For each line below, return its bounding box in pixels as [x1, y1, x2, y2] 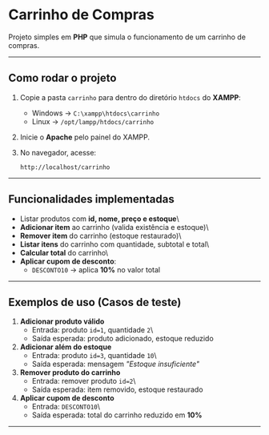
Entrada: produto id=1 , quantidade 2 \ [31, 325, 154, 335]
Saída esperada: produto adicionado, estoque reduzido [31, 334, 214, 344]
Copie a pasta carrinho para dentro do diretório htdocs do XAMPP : [19, 92, 242, 102]
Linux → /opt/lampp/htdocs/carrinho [31, 116, 155, 126]
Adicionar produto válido [19, 316, 105, 326]
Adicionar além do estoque [19, 342, 112, 352]
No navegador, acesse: [19, 147, 97, 157]
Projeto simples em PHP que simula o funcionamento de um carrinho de [8, 32, 247, 42]
